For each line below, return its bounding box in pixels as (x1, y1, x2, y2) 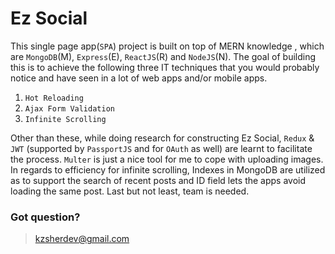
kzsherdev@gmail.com (34, 233, 130, 245)
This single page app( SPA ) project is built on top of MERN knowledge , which (10, 40, 325, 52)
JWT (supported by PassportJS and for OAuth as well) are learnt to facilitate (10, 142, 313, 154)
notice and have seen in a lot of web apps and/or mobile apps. (10, 72, 268, 84)
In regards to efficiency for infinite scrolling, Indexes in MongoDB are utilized (10, 163, 326, 176)
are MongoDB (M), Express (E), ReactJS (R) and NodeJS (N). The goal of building (10, 50, 317, 62)
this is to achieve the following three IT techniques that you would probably (10, 61, 320, 73)
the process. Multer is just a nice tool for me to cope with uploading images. (10, 153, 324, 165)
